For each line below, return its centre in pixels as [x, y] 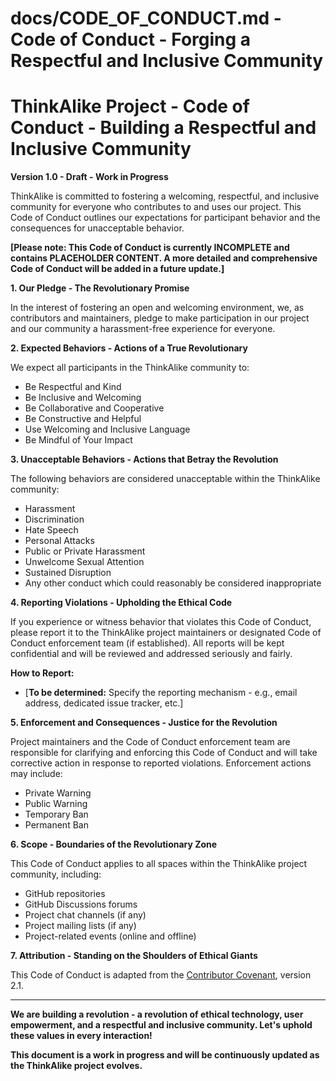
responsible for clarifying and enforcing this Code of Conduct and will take [164, 753]
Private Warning [58, 793]
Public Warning [56, 804]
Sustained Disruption [68, 573]
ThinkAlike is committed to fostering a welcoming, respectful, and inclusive [165, 196]
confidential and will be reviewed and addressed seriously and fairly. [151, 654]
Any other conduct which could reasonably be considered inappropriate [173, 583]
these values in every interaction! [81, 1036]
